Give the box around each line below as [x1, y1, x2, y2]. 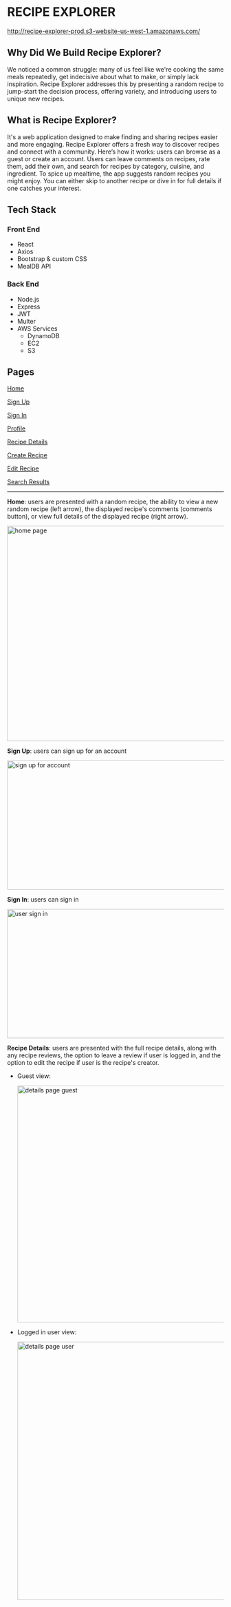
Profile [7, 424, 26, 433]
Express [16, 302, 41, 311]
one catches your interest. [7, 184, 81, 192]
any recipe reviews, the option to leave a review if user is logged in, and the [7, 1051, 221, 1059]
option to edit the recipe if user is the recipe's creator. [7, 1059, 159, 1067]
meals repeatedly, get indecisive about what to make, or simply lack [7, 72, 199, 81]
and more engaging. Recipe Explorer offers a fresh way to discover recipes [7, 140, 220, 148]
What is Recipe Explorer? [7, 114, 117, 126]
